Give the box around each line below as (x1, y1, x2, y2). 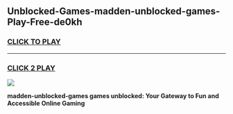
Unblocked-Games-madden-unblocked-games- (7, 6, 221, 17)
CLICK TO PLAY (7, 37, 61, 47)
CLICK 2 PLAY (7, 63, 55, 73)
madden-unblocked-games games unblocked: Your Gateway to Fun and (7, 91, 220, 99)
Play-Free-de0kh (7, 17, 83, 28)
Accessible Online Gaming (7, 99, 85, 107)
